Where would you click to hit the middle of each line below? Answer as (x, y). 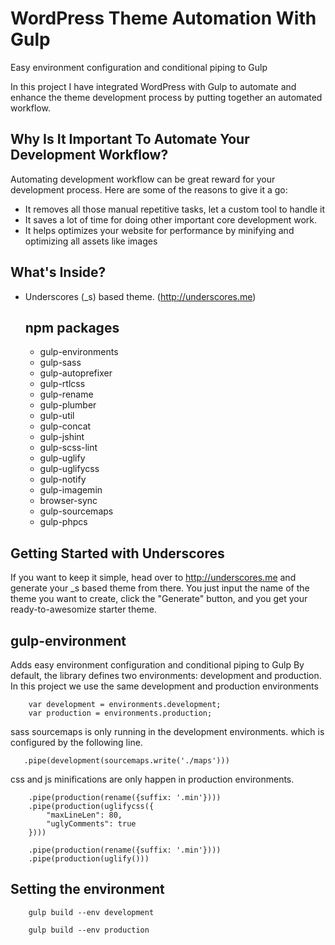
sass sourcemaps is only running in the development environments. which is (167, 731)
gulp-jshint (62, 437)
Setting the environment (87, 889)
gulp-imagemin (71, 490)
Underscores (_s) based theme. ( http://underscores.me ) (140, 296)
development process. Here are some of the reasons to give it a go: (149, 189)
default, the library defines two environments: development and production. (166, 675)
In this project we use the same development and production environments (164, 686)
